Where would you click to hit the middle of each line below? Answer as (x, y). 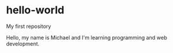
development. (23, 44)
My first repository (29, 26)
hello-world (35, 10)
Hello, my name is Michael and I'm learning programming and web (86, 37)
